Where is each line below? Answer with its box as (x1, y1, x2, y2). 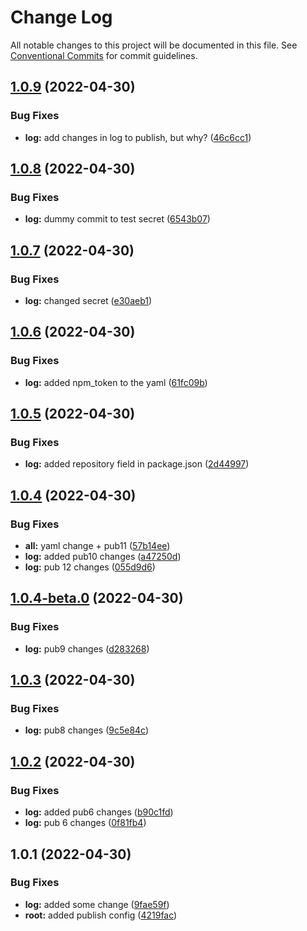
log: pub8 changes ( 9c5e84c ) (24, 724, 150, 736)
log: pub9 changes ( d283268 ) (24, 642, 150, 655)
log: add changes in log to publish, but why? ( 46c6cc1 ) (24, 131, 252, 143)
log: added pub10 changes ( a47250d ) (24, 551, 182, 563)
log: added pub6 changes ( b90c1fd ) (24, 806, 174, 818)
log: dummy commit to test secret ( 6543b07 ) (24, 213, 211, 225)
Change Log (10, 6, 113, 29)
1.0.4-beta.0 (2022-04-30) (10, 590, 184, 607)
